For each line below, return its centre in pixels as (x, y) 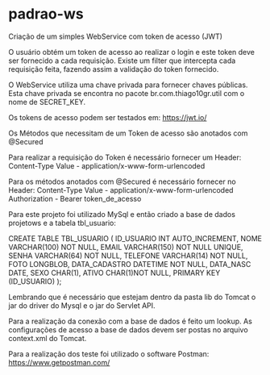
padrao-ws (46, 14)
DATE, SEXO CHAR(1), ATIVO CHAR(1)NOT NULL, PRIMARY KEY (114, 273)
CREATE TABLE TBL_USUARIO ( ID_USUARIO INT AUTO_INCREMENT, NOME (135, 238)
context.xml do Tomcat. (48, 338)
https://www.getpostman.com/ (59, 362)
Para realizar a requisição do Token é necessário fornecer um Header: (125, 157)
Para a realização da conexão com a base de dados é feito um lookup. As (130, 321)
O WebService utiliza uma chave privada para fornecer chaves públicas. (128, 85)
